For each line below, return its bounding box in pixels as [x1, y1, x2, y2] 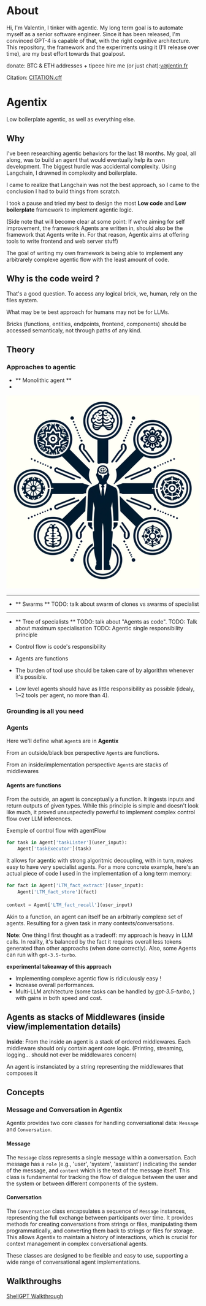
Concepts [6, 1087, 45, 1098]
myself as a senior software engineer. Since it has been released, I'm [6, 30, 181, 37]
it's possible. [15, 673, 48, 681]
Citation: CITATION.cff [6, 74, 63, 81]
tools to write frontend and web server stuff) [6, 237, 118, 245]
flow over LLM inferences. [6, 815, 72, 822]
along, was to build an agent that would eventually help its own [6, 156, 166, 163]
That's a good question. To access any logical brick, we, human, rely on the [6, 289, 197, 297]
